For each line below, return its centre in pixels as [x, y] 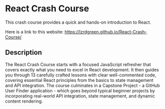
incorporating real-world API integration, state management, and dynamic [80, 96]
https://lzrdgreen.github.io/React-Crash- [106, 32]
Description [23, 53]
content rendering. [24, 101]
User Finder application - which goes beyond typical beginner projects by [80, 91]
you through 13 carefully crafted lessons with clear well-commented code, [81, 75]
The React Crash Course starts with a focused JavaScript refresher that [78, 64]
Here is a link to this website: [34, 32]
